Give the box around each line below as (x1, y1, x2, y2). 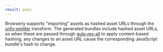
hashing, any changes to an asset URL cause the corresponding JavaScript (5, 36, 158, 42)
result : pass (5, 7, 32, 12)
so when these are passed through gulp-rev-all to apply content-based (5, 31, 149, 36)
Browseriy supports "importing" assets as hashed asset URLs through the (5, 20, 154, 26)
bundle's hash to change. (5, 41, 56, 47)
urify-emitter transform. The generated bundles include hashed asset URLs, (5, 25, 159, 32)
